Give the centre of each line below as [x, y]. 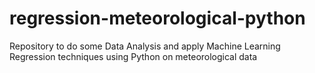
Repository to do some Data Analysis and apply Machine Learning [145, 46]
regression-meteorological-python [157, 18]
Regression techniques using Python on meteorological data [133, 56]
